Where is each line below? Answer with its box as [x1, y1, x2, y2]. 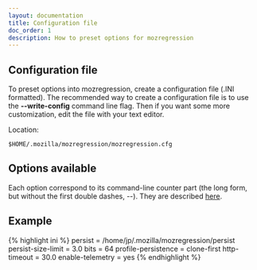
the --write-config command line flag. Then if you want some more [8, 101, 231, 111]
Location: [8, 125, 39, 135]
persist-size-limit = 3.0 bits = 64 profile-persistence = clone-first [8, 244, 221, 253]
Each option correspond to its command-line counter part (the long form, [8, 183, 248, 192]
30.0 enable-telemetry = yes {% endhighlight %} [41, 252, 201, 262]
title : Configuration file [8, 19, 98, 27]
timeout [8, 252, 33, 262]
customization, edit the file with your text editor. [8, 110, 165, 119]
